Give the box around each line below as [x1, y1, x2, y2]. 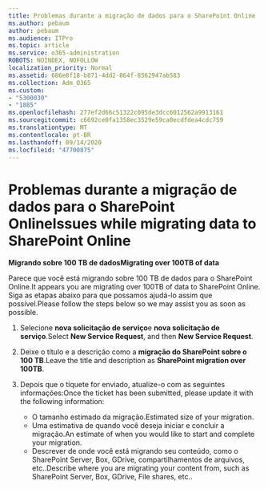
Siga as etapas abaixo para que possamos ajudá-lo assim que [8, 290, 213, 301]
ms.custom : [8, 86, 45, 95]
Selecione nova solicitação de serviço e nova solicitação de [19, 323, 220, 333]
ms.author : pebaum [8, 19, 70, 27]
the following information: [19, 397, 105, 406]
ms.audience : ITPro [8, 34, 74, 42]
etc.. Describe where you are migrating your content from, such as [31, 463, 250, 473]
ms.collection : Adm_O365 [8, 79, 91, 87]
